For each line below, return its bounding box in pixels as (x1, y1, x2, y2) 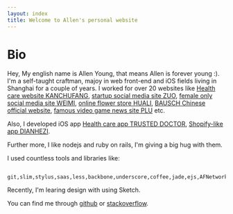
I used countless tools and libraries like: (7, 154, 120, 163)
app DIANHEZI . (7, 127, 51, 135)
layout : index (7, 10, 49, 17)
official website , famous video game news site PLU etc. (7, 106, 165, 115)
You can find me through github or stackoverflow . (7, 199, 149, 208)
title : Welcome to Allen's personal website (7, 17, 138, 24)
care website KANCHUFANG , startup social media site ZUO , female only (7, 92, 213, 100)
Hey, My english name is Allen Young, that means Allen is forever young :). (7, 69, 220, 78)
